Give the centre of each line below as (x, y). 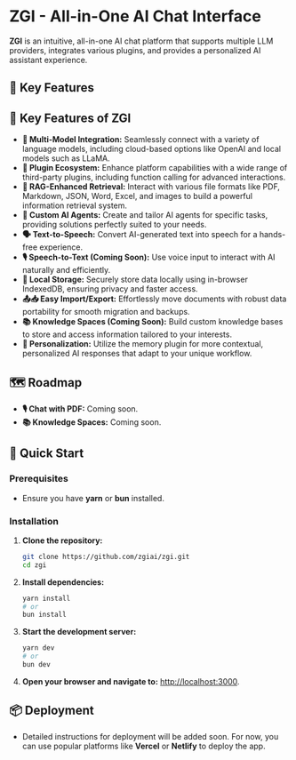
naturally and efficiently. (66, 270)
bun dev (36, 665)
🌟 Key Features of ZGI (70, 118)
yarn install (46, 598)
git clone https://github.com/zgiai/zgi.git (106, 556)
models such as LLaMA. (66, 158)
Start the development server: (79, 632)
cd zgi (34, 565)
